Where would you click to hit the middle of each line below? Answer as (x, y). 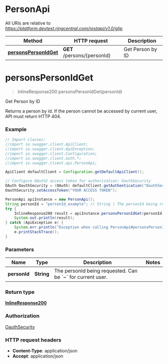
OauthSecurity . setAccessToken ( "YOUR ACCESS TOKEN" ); (61, 191)
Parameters (19, 249)
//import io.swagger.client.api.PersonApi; (51, 163)
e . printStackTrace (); (36, 232)
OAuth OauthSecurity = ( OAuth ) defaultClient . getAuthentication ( (74, 186)
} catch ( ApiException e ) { (34, 223)
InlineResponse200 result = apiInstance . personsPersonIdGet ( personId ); (90, 213)
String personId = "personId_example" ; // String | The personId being (81, 204)
